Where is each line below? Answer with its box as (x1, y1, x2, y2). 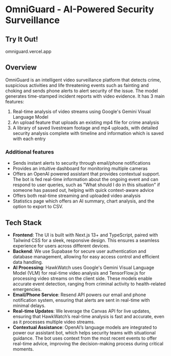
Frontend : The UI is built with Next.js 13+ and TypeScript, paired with (12, 232, 158, 238)
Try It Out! (5, 35, 38, 43)
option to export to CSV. (12, 204, 63, 210)
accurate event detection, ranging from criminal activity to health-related (12, 280, 166, 287)
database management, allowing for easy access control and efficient (12, 253, 160, 259)
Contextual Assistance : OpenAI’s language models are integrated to (12, 324, 157, 330)
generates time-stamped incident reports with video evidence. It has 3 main (5, 93, 165, 99)
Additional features (5, 148, 55, 155)
